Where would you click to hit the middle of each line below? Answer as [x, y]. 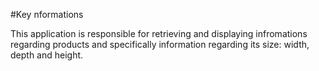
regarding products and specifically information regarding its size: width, [160, 44]
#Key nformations [47, 14]
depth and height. [47, 55]
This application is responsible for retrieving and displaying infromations [159, 33]
